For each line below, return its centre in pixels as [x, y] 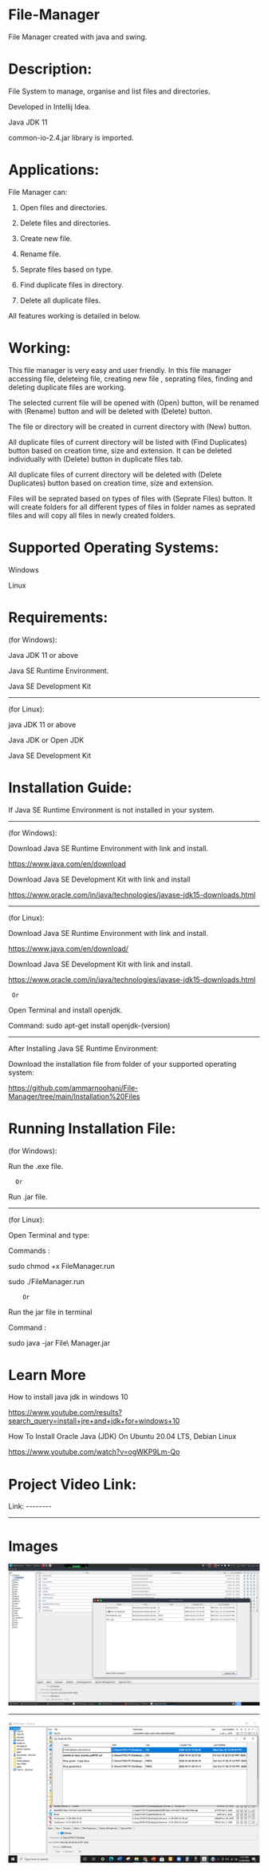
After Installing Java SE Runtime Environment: [83, 1048]
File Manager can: [38, 192]
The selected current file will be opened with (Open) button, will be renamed [134, 402]
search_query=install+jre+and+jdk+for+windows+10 [94, 1421]
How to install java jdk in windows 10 [68, 1397]
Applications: [54, 170]
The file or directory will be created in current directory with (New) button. [130, 426]
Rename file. [40, 254]
